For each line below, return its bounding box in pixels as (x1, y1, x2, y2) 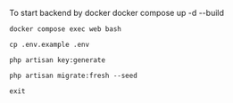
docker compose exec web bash (9, 25, 122, 34)
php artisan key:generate (9, 56, 105, 65)
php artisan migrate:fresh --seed (9, 71, 138, 80)
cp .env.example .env (9, 40, 90, 49)
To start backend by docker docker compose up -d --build (9, 8, 225, 18)
